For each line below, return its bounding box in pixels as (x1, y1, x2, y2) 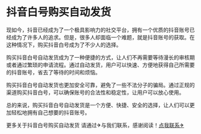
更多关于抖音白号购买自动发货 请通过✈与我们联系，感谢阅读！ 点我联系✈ (6, 121, 184, 129)
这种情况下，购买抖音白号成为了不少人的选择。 (6, 41, 121, 48)
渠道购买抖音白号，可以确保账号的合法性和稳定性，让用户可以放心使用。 (6, 89, 184, 96)
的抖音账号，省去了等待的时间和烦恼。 (6, 68, 100, 76)
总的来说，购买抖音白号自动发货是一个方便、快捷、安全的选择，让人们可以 (6, 101, 190, 108)
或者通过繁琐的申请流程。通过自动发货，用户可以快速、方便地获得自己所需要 (6, 61, 195, 68)
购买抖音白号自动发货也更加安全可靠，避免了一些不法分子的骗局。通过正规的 (6, 81, 195, 88)
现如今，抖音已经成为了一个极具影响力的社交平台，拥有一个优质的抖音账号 (6, 26, 190, 33)
